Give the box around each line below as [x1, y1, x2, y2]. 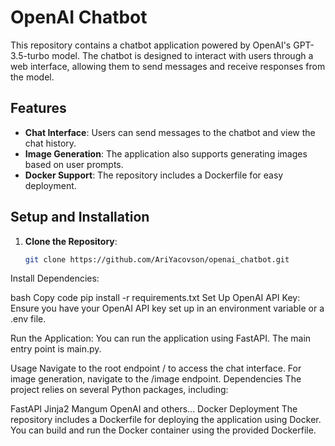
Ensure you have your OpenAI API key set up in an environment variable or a [10, 302, 325, 315]
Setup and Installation [10, 209, 150, 226]
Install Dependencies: [10, 272, 100, 285]
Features [10, 100, 67, 117]
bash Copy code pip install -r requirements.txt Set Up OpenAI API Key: [10, 292, 301, 304]
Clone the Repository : [24, 235, 118, 247]
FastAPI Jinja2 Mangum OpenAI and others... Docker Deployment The [10, 403, 298, 415]
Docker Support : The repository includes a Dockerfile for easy [24, 169, 284, 181]
